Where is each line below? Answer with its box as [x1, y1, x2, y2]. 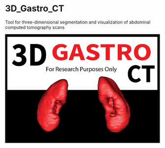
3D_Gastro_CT [5, 3, 65, 14]
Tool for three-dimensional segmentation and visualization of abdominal [5, 19, 151, 25]
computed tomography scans [5, 24, 65, 30]
